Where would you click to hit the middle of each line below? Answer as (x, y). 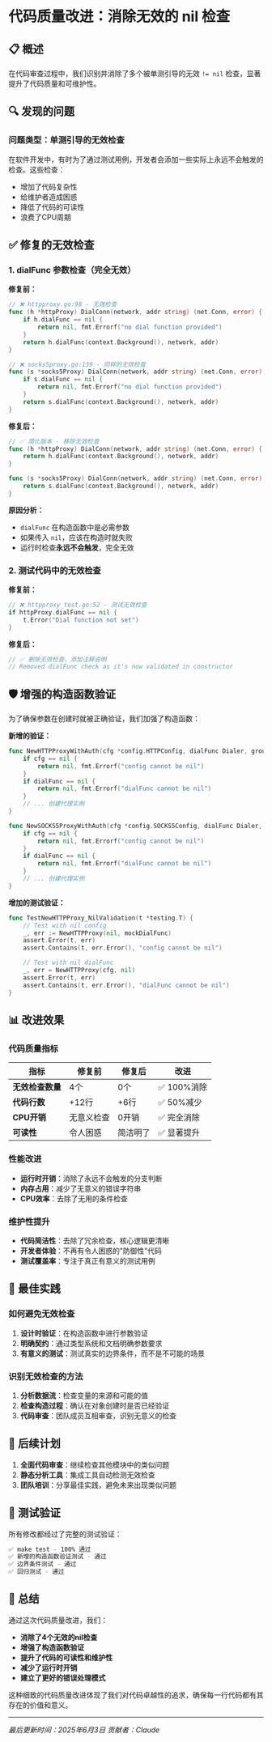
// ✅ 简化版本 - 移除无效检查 (54, 441)
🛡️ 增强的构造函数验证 (62, 694)
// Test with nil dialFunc (68, 963)
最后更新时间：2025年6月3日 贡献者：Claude (84, 1730)
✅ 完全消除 (179, 1118)
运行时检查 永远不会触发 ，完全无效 (77, 547)
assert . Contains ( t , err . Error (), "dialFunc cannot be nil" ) (126, 985)
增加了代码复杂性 (49, 186)
